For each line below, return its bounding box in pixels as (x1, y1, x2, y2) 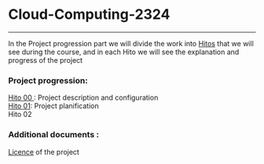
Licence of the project (8, 147, 80, 156)
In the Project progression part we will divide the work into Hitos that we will (8, 38, 254, 48)
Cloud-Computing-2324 (8, 5, 170, 24)
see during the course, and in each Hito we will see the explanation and (8, 47, 240, 56)
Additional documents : (8, 129, 100, 140)
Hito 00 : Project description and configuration (8, 93, 159, 103)
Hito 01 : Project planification (8, 101, 100, 111)
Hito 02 (8, 110, 32, 119)
